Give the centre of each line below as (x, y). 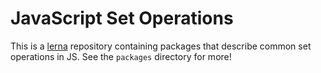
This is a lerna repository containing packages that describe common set (161, 46)
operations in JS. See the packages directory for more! (121, 56)
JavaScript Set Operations (122, 18)
